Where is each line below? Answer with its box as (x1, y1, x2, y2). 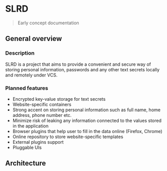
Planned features (5, 84, 48, 92)
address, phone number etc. (12, 112, 72, 118)
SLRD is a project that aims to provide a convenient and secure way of (5, 61, 151, 67)
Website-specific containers (12, 101, 72, 107)
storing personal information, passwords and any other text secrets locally (5, 66, 160, 72)
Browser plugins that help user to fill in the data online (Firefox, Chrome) (12, 128, 162, 134)
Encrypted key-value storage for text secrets (12, 96, 106, 102)
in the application (12, 122, 49, 129)
